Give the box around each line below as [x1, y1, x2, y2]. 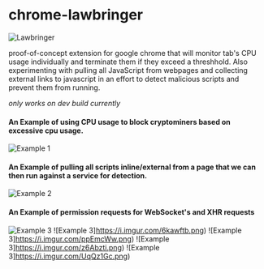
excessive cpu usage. [8, 126, 84, 135]
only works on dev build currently [8, 98, 121, 108]
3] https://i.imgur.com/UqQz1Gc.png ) [8, 251, 131, 261]
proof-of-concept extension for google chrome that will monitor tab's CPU [8, 48, 258, 58]
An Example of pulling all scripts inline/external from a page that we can [8, 162, 256, 172]
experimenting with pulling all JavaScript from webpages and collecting [8, 65, 248, 75]
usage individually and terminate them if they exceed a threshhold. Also [8, 57, 248, 66]
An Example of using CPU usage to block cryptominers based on [8, 117, 232, 126]
